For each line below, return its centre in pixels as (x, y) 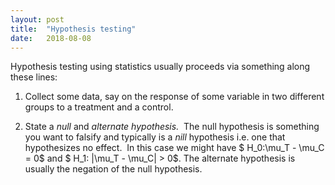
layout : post (37, 19)
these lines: (34, 77)
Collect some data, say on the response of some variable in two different (174, 97)
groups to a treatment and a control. (99, 107)
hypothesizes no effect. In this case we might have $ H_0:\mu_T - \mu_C (174, 148)
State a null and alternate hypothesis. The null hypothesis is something (172, 127)
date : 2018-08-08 (51, 38)
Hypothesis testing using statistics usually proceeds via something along (160, 67)
